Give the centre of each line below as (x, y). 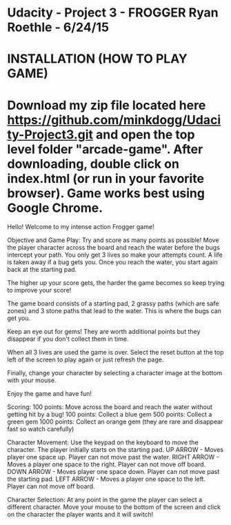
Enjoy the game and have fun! (49, 394)
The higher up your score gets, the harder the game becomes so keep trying (116, 283)
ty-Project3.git (50, 134)
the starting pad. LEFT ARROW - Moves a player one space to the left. (106, 479)
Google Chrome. (55, 208)
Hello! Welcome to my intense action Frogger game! (81, 227)
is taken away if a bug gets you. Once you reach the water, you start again (113, 262)
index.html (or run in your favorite (106, 178)
